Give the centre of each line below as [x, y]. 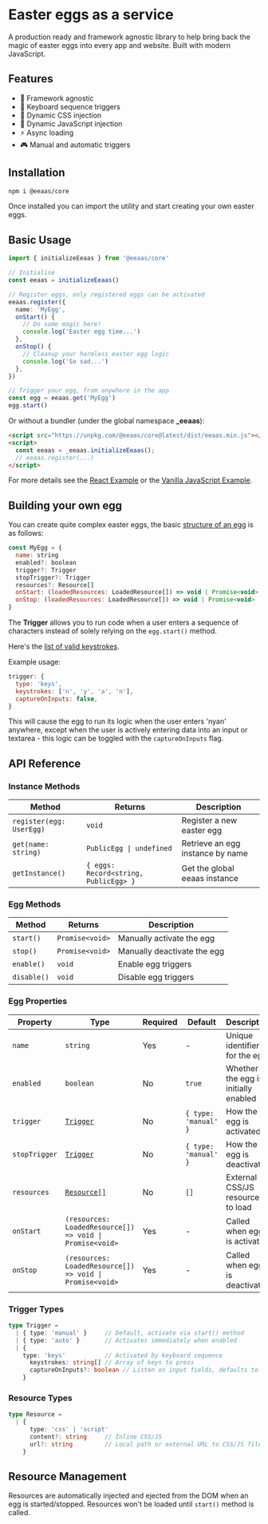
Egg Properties [38, 1002]
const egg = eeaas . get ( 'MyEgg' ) [62, 398]
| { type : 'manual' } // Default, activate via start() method [130, 1333]
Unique [240, 1035]
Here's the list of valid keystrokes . [64, 647]
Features [31, 79]
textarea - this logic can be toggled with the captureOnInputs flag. [116, 738]
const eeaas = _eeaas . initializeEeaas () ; [85, 450]
